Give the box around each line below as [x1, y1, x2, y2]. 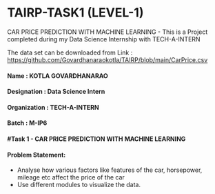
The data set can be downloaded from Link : [7, 48, 133, 57]
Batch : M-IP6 [7, 119, 48, 127]
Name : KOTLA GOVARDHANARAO [7, 71, 108, 80]
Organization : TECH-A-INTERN [7, 103, 99, 111]
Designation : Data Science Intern [7, 88, 105, 96]
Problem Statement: [7, 151, 66, 159]
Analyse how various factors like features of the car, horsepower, [17, 166, 203, 174]
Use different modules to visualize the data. [17, 181, 141, 189]
